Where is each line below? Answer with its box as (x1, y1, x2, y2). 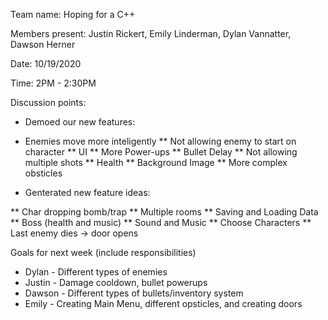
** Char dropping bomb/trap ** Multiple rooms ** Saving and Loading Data (10, 206, 319, 218)
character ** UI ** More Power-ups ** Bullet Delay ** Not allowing (24, 146, 298, 158)
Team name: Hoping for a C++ (10, 9, 136, 20)
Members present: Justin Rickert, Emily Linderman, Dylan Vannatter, (10, 28, 292, 39)
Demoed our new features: (24, 116, 136, 128)
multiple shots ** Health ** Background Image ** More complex (24, 157, 288, 168)
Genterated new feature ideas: (24, 187, 151, 198)
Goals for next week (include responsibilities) (10, 247, 197, 258)
